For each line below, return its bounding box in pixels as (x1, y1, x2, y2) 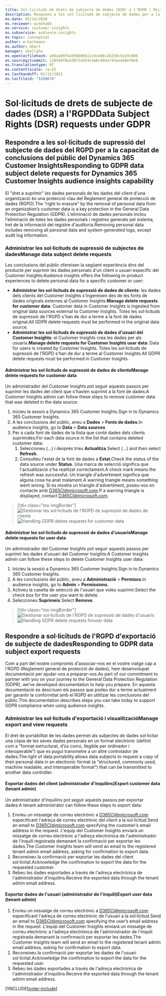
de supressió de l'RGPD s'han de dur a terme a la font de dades (12, 314, 142, 320)
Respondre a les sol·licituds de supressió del (5, 138, 146, 147)
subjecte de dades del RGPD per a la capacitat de (5, 146, 160, 154)
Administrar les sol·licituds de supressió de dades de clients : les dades (12, 288, 161, 294)
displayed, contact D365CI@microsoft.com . (19, 493, 109, 499)
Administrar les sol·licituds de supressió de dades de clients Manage (5, 367, 149, 373)
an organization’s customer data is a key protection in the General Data (5, 206, 149, 212)
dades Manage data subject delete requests (5, 250, 112, 257)
